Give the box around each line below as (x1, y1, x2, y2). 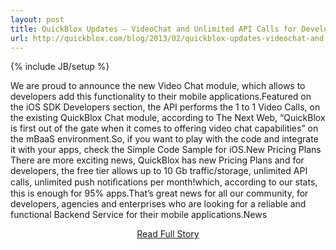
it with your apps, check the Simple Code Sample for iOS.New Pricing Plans (10, 144, 322, 156)
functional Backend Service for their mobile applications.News (10, 209, 268, 221)
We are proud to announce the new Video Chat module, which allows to (10, 80, 306, 92)
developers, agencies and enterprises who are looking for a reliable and (10, 198, 307, 210)
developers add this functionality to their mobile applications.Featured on (10, 91, 312, 103)
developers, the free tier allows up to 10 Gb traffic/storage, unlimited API (10, 165, 308, 177)
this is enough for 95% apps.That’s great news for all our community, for (10, 187, 309, 200)
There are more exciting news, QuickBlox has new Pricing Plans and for (10, 154, 305, 166)
